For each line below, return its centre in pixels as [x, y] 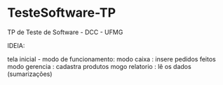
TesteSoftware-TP [62, 13]
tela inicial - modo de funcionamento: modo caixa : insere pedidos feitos [111, 59]
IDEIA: [16, 45]
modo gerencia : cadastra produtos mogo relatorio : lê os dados [99, 66]
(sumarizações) [30, 74]
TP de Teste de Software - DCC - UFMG [65, 32]
